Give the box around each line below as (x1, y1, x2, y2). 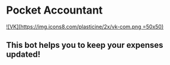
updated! (6, 50, 41, 60)
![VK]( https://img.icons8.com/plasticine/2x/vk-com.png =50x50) (6, 23, 164, 30)
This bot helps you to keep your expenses (6, 40, 163, 50)
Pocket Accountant (6, 4, 103, 17)
